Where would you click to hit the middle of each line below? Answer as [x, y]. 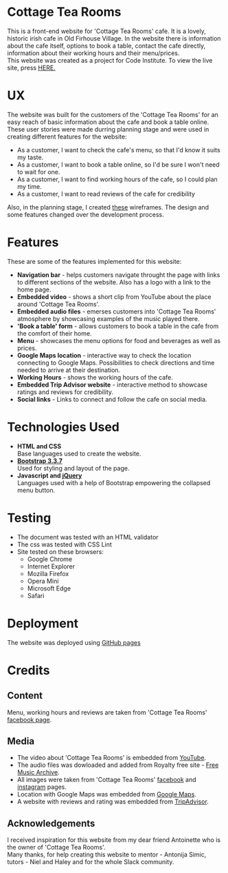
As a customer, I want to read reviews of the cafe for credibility [106, 194]
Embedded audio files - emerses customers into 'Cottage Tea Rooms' [116, 311]
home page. [34, 289]
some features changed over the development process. [85, 214]
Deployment [43, 623]
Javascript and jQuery [49, 475]
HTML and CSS [39, 446]
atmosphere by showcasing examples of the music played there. [109, 318]
